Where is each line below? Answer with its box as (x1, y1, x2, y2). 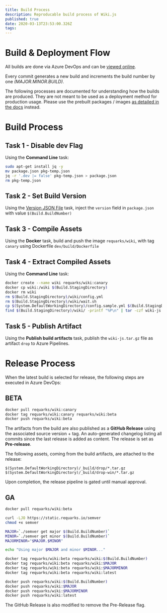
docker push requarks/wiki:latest (5, 593, 77, 598)
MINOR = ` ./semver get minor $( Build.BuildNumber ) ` (5, 533, 110, 539)
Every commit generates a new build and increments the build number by (5, 73, 156, 80)
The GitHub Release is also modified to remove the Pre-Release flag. (5, 602, 146, 608)
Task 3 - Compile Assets (5, 224, 83, 233)
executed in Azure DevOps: (5, 379, 61, 386)
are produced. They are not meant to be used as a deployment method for (5, 94, 158, 100)
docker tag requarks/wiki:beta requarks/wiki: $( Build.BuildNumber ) (5, 556, 148, 561)
